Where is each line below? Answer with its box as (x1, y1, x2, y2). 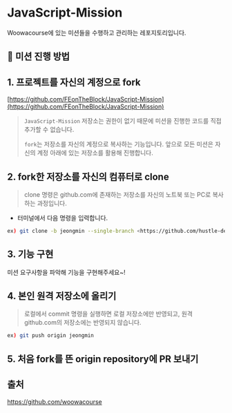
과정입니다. (37, 199, 67, 207)
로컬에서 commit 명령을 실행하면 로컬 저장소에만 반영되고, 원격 (23, 309, 193, 318)
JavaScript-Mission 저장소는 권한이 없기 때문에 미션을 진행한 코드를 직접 (23, 117, 222, 125)
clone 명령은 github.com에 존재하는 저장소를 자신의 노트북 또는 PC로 (23, 190, 211, 198)
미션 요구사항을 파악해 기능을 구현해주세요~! (7, 268, 126, 276)
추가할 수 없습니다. (23, 126, 75, 134)
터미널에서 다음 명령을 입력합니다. (17, 213, 108, 222)
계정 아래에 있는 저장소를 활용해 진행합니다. (37, 148, 153, 157)
